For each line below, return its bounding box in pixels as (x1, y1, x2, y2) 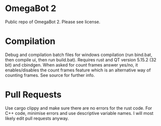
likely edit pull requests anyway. (5, 115, 69, 121)
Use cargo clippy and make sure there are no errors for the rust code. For (5, 105, 152, 111)
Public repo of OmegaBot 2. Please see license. (5, 19, 101, 25)
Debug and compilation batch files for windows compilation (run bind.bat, (5, 52, 152, 57)
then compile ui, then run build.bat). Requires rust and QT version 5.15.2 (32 (5, 56, 157, 63)
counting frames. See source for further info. (5, 72, 95, 78)
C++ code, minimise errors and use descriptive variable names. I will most (5, 110, 154, 116)
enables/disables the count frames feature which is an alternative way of (5, 67, 151, 73)
